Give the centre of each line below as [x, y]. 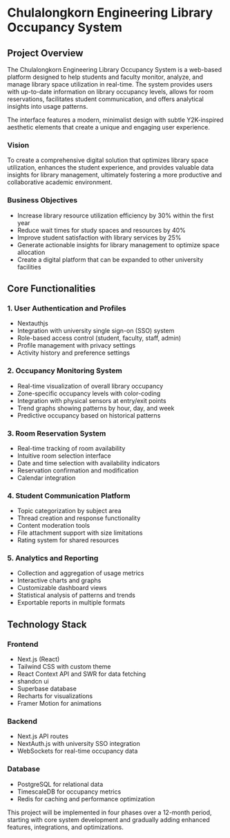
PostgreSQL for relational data [60, 784]
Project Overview [45, 53]
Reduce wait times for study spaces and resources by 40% [102, 230]
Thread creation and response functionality [79, 518]
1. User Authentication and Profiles [67, 308]
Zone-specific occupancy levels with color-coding [89, 393]
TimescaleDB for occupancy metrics [69, 792]
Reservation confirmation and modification [78, 470]
